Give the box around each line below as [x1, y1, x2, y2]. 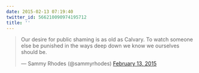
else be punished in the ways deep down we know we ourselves [20, 42, 180, 49]
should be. [20, 49, 47, 56]
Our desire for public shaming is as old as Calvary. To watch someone [20, 36, 193, 43]
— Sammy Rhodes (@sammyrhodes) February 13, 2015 [20, 60, 157, 67]
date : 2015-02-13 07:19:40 [6, 8, 74, 15]
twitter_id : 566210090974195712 [6, 14, 87, 20]
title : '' [6, 20, 31, 26]
